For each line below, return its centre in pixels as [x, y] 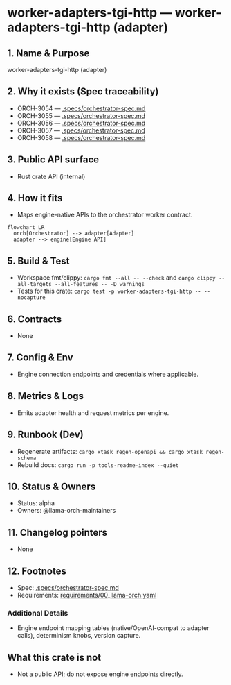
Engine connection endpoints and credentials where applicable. [108, 374]
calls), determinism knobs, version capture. [79, 636]
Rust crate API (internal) [51, 176]
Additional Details [38, 613]
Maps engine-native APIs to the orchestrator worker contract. [105, 215]
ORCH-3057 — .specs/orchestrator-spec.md [81, 130]
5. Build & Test [38, 261]
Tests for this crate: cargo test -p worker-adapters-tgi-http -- [109, 291]
